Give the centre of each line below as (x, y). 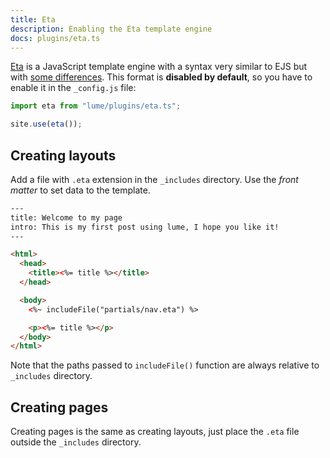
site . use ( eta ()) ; (46, 124)
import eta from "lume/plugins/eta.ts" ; (96, 106)
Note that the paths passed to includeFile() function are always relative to (165, 365)
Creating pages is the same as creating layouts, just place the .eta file (155, 432)
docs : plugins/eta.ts (55, 38)
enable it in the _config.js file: (73, 88)
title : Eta (33, 19)
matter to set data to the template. (80, 190)
